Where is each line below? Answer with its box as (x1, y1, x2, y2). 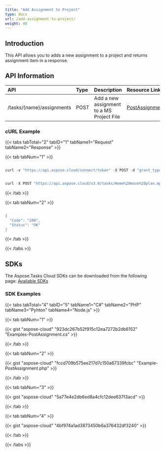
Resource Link (127, 86, 161, 93)
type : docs (5, 12, 27, 17)
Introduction (5, 39, 44, 47)
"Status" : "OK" (9, 222, 41, 227)
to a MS (94, 107, 112, 114)
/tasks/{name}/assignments (7, 104, 71, 111)
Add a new (94, 95, 119, 102)
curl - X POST (5, 181, 32, 186)
